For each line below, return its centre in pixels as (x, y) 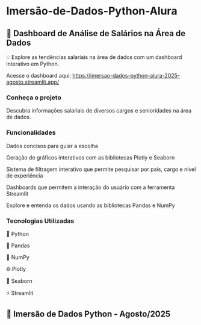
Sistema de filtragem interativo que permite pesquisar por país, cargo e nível (101, 169)
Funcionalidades (31, 132)
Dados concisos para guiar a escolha (52, 146)
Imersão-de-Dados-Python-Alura (92, 11)
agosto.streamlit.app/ (32, 82)
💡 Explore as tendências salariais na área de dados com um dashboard (94, 57)
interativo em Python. (33, 64)
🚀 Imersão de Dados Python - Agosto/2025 (88, 314)
